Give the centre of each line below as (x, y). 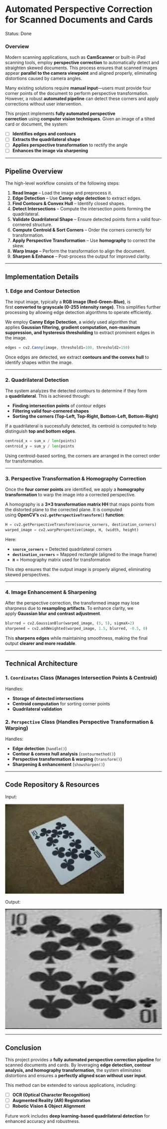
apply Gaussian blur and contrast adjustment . (53, 614)
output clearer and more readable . (41, 643)
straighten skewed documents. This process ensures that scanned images (81, 68)
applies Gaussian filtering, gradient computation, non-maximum (73, 327)
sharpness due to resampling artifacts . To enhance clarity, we (69, 608)
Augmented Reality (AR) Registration (51, 1101)
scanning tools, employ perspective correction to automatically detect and (82, 63)
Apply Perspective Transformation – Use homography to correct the (84, 240)
